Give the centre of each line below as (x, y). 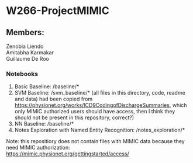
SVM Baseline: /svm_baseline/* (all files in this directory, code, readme (100, 93)
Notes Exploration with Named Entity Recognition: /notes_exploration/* (100, 130)
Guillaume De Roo (28, 59)
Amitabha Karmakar (30, 53)
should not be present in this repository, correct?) (74, 117)
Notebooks (22, 74)
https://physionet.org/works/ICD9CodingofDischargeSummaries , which (101, 105)
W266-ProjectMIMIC (58, 11)
